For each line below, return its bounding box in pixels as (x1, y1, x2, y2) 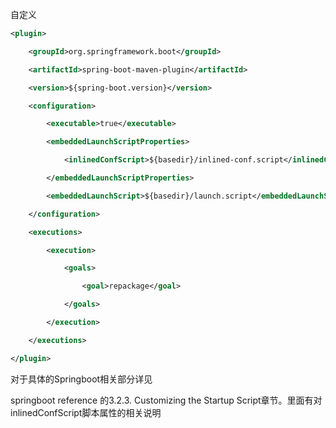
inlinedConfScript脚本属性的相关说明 (10, 406, 162, 418)
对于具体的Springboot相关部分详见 (10, 373, 153, 385)
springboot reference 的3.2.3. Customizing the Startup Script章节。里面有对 (10, 394, 323, 406)
